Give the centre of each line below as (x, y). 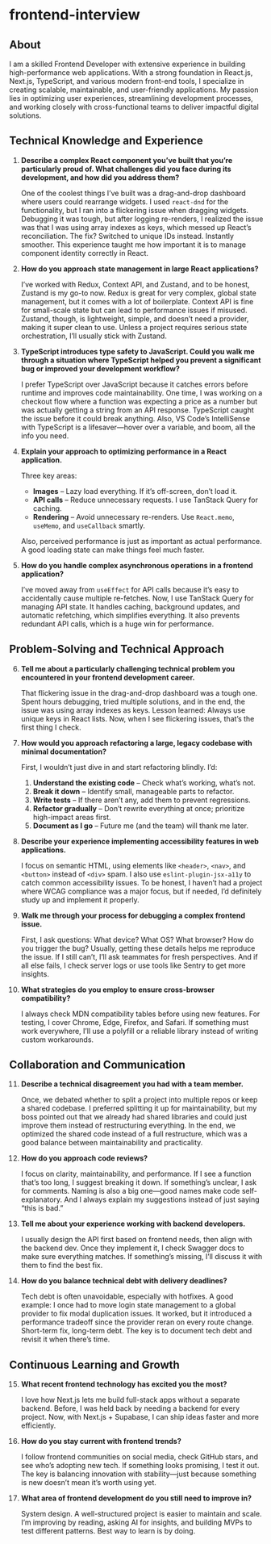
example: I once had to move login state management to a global (128, 1305)
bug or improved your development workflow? (100, 368)
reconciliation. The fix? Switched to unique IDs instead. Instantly (127, 236)
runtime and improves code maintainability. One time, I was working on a (142, 392)
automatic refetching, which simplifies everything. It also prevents (130, 615)
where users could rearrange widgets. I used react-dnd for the (125, 201)
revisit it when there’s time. (65, 1339)
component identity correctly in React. (84, 253)
